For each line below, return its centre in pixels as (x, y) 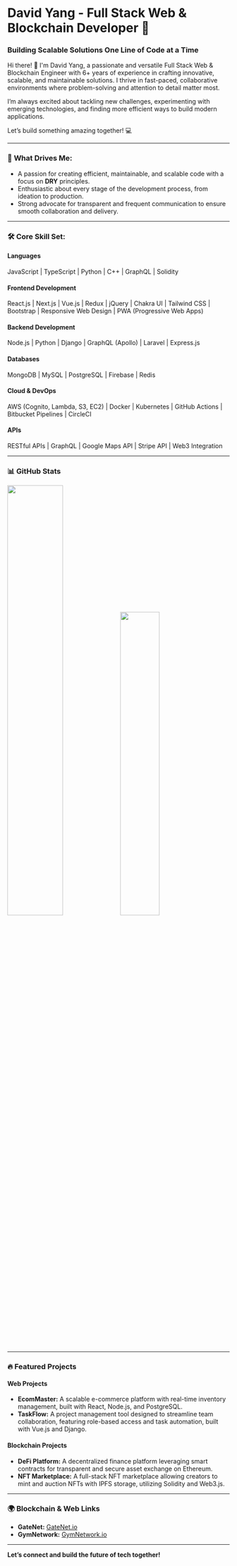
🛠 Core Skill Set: (36, 236)
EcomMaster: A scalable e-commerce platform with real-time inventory (122, 1399)
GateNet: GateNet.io (47, 1526)
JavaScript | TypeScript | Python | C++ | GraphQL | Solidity (93, 271)
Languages (24, 256)
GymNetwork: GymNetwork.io (62, 1534)
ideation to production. (50, 196)
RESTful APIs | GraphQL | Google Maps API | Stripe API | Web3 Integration (115, 445)
